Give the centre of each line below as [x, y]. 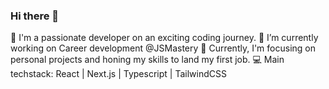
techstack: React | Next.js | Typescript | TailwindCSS [118, 74]
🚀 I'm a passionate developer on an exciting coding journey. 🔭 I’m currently [164, 38]
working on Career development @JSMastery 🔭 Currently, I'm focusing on [163, 48]
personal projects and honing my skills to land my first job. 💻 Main [147, 60]
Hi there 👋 [35, 16]
